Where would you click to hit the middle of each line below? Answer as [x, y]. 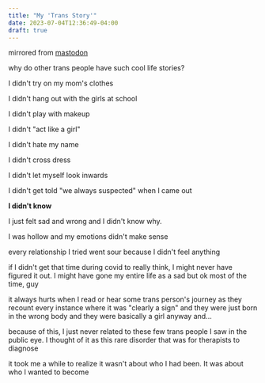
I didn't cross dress [40, 160]
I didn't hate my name [44, 145]
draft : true [28, 30]
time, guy [24, 284]
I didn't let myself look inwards [58, 176]
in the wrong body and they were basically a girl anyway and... [110, 317]
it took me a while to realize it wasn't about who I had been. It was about [126, 364]
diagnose [23, 348]
